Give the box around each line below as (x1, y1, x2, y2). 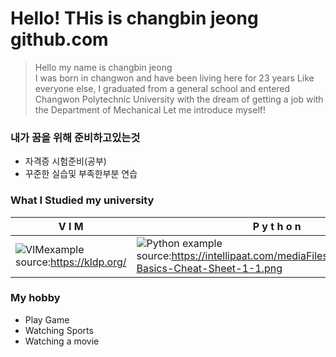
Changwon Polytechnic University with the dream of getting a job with (34, 93, 324, 105)
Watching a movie (24, 335, 100, 347)
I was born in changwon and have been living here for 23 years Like (34, 72, 315, 84)
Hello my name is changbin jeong (34, 61, 173, 73)
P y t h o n (252, 219, 302, 233)
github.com (10, 28, 109, 51)
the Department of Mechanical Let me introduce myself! (34, 103, 266, 116)
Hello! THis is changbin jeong (10, 7, 259, 30)
